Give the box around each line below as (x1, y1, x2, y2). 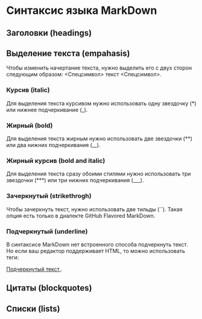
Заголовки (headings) (6, 28, 92, 38)
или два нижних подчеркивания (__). (6, 141, 101, 148)
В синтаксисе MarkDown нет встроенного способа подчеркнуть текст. (6, 240, 188, 248)
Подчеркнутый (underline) (6, 227, 88, 235)
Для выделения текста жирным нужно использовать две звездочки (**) (6, 134, 193, 142)
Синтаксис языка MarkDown (6, 4, 157, 18)
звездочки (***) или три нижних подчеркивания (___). (6, 177, 144, 184)
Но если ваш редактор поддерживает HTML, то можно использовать (6, 247, 186, 254)
